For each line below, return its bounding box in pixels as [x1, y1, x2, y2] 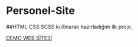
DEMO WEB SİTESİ [6, 34, 52, 41]
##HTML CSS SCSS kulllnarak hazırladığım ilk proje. [6, 23, 133, 30]
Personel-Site [6, 4, 75, 17]
